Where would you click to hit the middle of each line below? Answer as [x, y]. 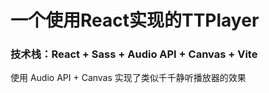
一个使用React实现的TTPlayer [135, 20]
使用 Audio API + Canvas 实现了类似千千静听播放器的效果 [128, 78]
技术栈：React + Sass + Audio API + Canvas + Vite [134, 54]
